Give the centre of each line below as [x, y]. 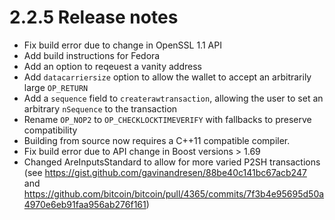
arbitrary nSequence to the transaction [100, 108]
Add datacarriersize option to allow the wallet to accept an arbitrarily [167, 77]
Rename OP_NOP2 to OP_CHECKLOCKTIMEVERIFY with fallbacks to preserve [167, 119]
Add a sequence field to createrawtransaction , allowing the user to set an [173, 98]
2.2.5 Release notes [94, 17]
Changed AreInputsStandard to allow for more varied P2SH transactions [172, 162]
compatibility [50, 130]
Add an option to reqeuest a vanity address [112, 66]
